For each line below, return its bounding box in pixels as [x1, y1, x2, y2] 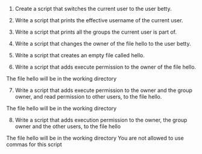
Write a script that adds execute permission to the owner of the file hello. [14, 63, 197, 70]
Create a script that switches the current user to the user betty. [14, 5, 172, 12]
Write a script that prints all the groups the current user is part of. [14, 28, 177, 35]
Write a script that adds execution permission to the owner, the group [14, 117, 188, 123]
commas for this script [6, 141, 62, 148]
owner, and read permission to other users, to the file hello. [14, 93, 162, 100]
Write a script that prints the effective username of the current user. [14, 17, 183, 23]
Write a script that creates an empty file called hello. [14, 52, 145, 59]
